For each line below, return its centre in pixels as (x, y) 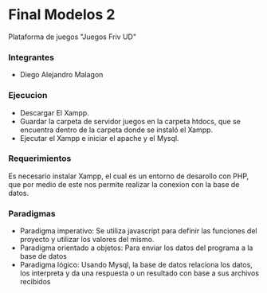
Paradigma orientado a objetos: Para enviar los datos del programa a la (136, 248)
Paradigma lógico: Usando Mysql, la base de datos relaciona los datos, (136, 265)
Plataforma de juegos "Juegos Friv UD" (73, 37)
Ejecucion (28, 96)
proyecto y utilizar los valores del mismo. (87, 240)
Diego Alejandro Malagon (61, 75)
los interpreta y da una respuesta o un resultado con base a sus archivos (139, 273)
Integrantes (31, 57)
